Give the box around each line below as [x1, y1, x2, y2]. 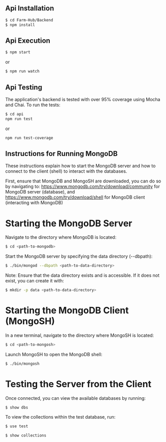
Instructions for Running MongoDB [5, 149, 118, 158]
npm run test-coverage [5, 135, 53, 140]
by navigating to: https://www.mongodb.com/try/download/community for [5, 183, 160, 190]
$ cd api [5, 111, 24, 116]
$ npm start [5, 50, 30, 55]
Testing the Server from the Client [5, 378, 151, 390]
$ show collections [5, 433, 47, 438]
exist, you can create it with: [5, 278, 64, 284]
